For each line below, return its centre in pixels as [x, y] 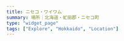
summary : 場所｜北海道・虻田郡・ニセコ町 [53, 17]
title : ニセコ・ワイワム [34, 12]
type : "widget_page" [33, 23]
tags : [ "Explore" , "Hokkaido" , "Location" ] [63, 29]
